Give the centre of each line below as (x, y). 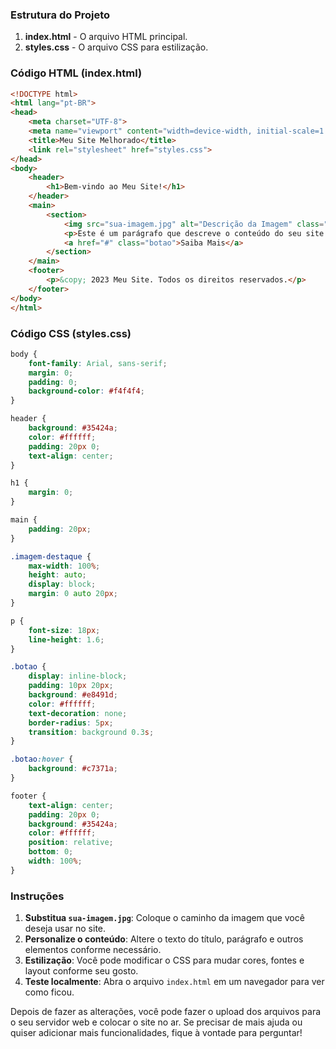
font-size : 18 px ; (64, 630)
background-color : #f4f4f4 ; (86, 391)
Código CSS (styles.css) (71, 333)
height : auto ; (57, 575)
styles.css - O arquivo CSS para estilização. (116, 47)
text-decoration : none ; (78, 713)
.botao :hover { (42, 759)
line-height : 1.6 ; (66, 639)
